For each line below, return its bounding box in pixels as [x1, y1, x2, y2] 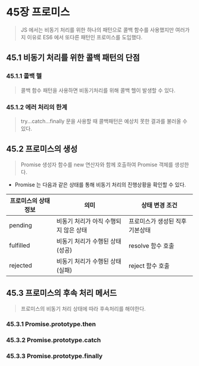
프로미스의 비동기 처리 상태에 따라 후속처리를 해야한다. [20, 305, 146, 312]
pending [9, 221, 33, 229]
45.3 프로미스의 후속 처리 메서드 [6, 288, 117, 298]
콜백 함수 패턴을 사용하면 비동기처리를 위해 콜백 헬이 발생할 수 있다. [20, 87, 176, 94]
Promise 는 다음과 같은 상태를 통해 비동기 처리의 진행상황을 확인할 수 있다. [14, 181, 187, 188]
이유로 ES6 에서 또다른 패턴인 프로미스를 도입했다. [27, 33, 143, 40]
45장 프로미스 [6, 5, 70, 19]
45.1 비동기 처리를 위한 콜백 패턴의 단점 [6, 53, 140, 63]
